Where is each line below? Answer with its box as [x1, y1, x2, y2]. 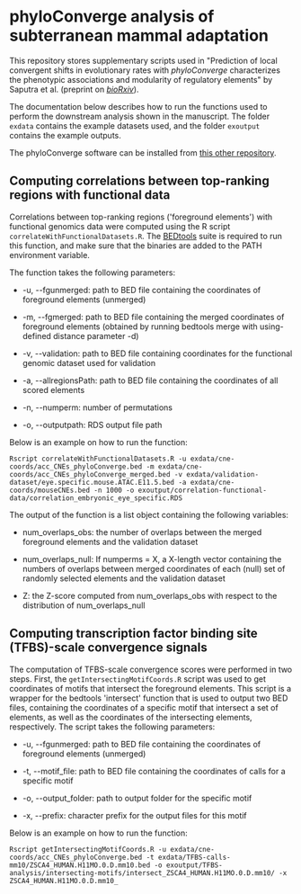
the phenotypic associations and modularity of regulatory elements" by [9, 74, 273, 85]
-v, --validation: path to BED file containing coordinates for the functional [22, 348, 293, 359]
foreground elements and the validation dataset [22, 536, 199, 547]
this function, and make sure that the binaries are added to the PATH [9, 240, 262, 251]
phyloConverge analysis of [9, 6, 215, 27]
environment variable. [9, 249, 90, 260]
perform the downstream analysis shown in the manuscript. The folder [9, 111, 270, 121]
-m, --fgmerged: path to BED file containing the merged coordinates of [22, 311, 285, 322]
